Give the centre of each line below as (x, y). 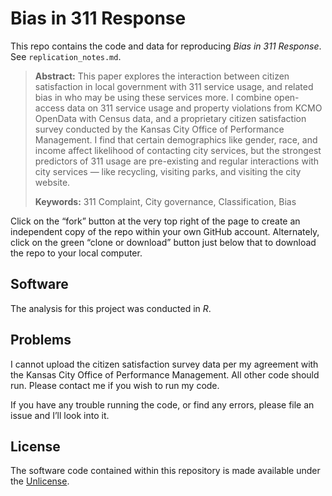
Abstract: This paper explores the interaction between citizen (162, 76)
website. (52, 182)
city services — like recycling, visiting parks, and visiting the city (168, 171)
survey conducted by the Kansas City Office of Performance (159, 129)
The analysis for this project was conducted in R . (111, 308)
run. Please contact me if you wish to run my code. (115, 385)
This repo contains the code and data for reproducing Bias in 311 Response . (166, 46)
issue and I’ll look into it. (60, 415)
